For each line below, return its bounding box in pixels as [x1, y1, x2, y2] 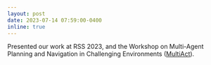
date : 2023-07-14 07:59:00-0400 [7, 17, 102, 24]
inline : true [7, 23, 46, 30]
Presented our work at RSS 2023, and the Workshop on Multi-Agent [7, 43, 204, 51]
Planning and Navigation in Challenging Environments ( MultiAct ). [7, 50, 195, 58]
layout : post [7, 10, 46, 17]
